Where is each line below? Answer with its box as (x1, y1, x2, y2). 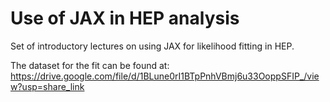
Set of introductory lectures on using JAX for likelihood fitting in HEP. (10, 40, 295, 52)
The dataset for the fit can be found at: (10, 59, 170, 71)
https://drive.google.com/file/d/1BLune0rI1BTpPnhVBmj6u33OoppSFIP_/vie (10, 70, 320, 82)
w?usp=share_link (10, 80, 85, 92)
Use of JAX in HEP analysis (10, 7, 240, 30)
